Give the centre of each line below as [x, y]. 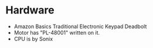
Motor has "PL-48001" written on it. [57, 32]
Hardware [30, 10]
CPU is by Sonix [33, 39]
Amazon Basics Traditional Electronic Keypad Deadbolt [80, 26]
